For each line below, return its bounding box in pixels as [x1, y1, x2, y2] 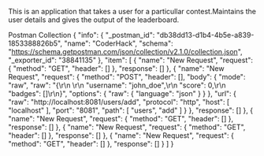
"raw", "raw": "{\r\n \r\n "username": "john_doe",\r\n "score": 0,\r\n [8, 80, 226, 90]
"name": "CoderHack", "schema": [64, 39, 173, 48]
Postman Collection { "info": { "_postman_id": [8, 31, 155, 39]
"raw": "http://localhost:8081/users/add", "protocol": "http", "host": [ [8, 98, 230, 106]
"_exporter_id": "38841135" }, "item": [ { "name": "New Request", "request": [8, 55, 254, 65]
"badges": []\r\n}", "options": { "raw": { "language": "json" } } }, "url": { [8, 89, 236, 98]
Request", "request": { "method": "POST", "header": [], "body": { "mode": [8, 72, 246, 81]
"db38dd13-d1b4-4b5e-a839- [156, 31, 255, 39]
